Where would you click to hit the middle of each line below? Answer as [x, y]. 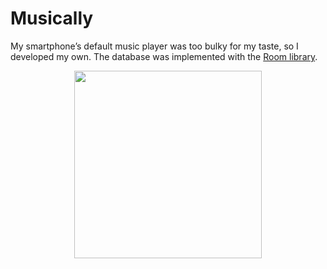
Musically [52, 18]
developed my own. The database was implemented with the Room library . [164, 56]
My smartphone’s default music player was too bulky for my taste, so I [154, 46]
